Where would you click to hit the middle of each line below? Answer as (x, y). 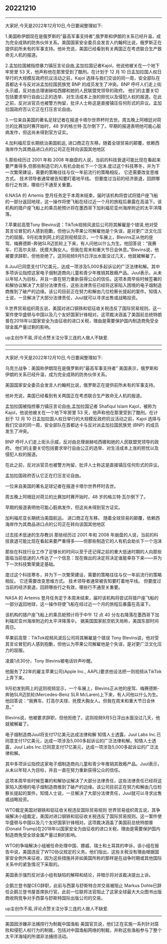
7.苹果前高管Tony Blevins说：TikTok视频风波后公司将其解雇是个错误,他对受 (82, 225)
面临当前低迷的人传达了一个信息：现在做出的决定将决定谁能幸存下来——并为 (83, 558)
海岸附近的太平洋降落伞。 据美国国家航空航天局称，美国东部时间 (93, 621)
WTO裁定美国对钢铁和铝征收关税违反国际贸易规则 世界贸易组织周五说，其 (81, 810)
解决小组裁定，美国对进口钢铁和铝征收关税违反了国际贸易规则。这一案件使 (85, 816)
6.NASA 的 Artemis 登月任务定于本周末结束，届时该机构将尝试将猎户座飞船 (82, 195)
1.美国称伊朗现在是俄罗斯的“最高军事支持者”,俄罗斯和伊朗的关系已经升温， (81, 36)
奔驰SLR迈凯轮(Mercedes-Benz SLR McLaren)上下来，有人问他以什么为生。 (83, 694)
